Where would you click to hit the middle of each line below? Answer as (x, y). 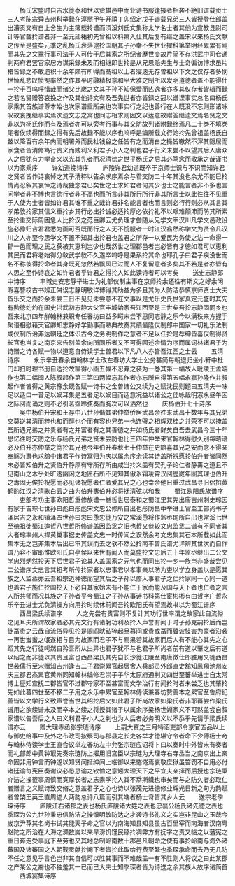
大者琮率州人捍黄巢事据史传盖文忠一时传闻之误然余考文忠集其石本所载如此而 (117, 535)
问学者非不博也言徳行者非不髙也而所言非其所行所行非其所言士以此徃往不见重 (117, 194)
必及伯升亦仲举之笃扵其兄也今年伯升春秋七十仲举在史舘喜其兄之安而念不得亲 (117, 447)
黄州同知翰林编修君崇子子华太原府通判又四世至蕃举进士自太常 (139, 674)
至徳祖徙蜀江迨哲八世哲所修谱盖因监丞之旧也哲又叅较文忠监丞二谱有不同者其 (117, 526)
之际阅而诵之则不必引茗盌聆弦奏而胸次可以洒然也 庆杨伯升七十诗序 (109, 403)
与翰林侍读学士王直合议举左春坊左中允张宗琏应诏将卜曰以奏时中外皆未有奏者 (117, 744)
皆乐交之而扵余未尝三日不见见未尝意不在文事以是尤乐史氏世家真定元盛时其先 (117, 299)
